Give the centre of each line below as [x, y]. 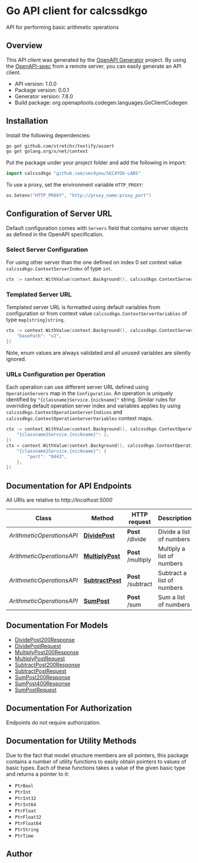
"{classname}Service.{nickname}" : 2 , [63, 435]
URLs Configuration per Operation [56, 374]
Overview [24, 46]
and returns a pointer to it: [38, 774]
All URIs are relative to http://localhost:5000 [60, 500]
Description [175, 518]
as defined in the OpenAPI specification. [55, 234]
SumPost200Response [42, 677]
